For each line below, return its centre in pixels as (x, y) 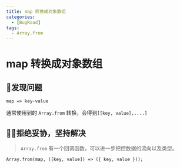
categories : (21, 17)
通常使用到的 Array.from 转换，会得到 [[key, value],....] (77, 113)
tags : (13, 28)
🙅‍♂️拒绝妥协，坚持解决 (46, 133)
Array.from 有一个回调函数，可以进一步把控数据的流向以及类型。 (99, 148)
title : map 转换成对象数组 (36, 11)
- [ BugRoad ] (26, 22)
